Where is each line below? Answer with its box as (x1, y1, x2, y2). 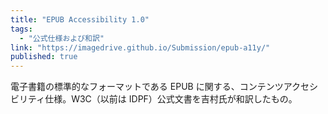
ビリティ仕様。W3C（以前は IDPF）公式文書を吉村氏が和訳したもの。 (10, 93, 298, 105)
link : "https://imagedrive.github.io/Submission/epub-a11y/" (10, 42, 271, 53)
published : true (10, 52, 78, 62)
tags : (10, 24, 33, 34)
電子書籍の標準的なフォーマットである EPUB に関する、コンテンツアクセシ (10, 81, 318, 93)
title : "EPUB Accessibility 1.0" (10, 14, 150, 25)
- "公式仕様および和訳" (19, 33, 105, 43)
